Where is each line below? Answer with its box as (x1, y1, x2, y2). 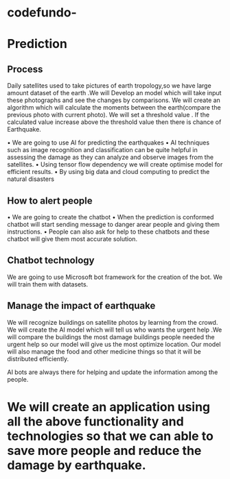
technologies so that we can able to (7, 428, 214, 443)
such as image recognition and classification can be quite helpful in (7, 146, 198, 154)
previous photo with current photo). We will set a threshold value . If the (7, 111, 210, 119)
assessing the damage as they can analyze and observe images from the (7, 153, 214, 162)
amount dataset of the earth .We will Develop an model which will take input (7, 89, 222, 97)
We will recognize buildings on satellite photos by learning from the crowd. (7, 318, 218, 326)
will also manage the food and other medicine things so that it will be (7, 347, 201, 356)
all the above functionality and (7, 413, 184, 429)
